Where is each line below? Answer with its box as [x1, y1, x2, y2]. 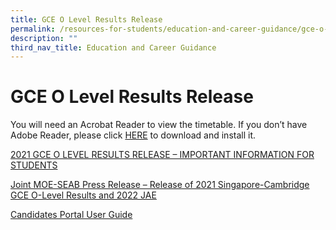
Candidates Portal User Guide [10, 209, 133, 221]
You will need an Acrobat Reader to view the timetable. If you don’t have [10, 119, 308, 131]
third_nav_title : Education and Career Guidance [10, 42, 217, 53]
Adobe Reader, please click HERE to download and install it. [10, 129, 256, 141]
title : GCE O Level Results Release [10, 14, 163, 25]
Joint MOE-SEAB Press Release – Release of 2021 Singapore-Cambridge [10, 179, 310, 191]
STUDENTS [10, 159, 58, 171]
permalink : [10, 24, 56, 34]
